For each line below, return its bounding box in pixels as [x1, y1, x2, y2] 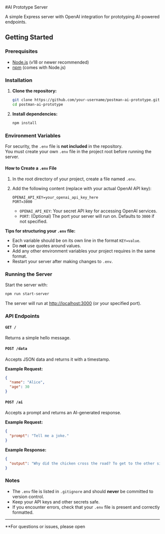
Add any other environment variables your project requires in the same [12, 248, 156, 254]
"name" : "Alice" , [9, 380, 45, 385]
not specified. [19, 219, 48, 225]
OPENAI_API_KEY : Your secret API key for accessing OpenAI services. [19, 208, 158, 214]
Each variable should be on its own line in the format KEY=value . [12, 237, 141, 243]
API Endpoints [5, 313, 40, 320]
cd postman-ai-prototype [12, 102, 63, 107]
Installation [5, 76, 33, 83]
